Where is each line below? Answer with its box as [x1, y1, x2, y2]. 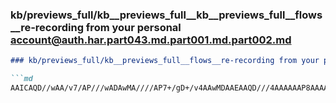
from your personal [85, 20, 182, 34]
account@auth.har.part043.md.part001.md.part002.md [10, 33, 292, 47]
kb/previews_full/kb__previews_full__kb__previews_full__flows [10, 8, 323, 22]
